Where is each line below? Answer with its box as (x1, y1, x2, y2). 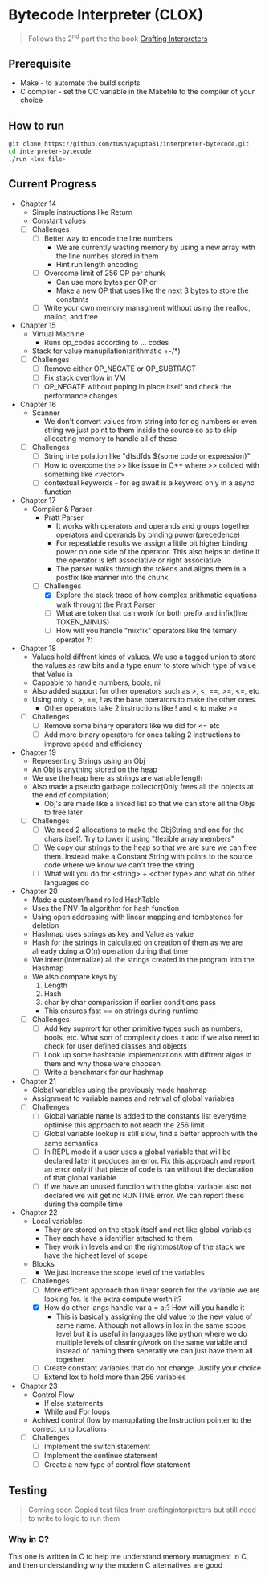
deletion (31, 921, 59, 930)
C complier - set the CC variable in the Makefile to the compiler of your (19, 87, 255, 97)
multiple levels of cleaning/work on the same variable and (55, 1337, 247, 1347)
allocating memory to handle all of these (43, 434, 177, 443)
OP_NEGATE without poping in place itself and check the (43, 382, 232, 392)
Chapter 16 (19, 400, 56, 410)
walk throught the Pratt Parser (55, 599, 156, 609)
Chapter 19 (19, 747, 56, 757)
